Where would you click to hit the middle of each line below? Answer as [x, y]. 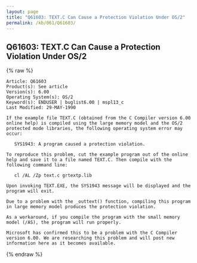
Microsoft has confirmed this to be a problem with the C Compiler [92, 233]
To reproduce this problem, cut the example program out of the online [97, 155]
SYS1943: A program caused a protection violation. [80, 144]
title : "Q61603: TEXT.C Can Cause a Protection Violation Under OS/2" [96, 17]
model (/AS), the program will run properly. [64, 222]
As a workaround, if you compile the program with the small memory [93, 217]
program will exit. [30, 191]
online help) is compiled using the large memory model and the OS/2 [95, 123]
